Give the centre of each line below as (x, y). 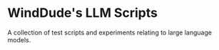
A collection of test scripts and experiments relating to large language (110, 32)
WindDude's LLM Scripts (83, 13)
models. (19, 39)
